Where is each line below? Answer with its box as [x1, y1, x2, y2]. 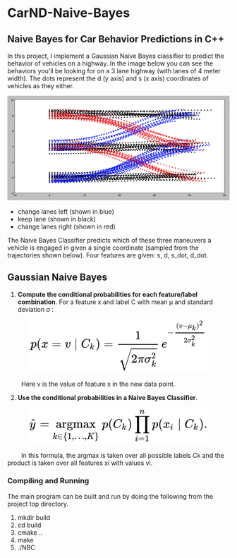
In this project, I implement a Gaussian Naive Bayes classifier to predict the [7, 51, 224, 60]
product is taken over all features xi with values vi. [7, 459, 153, 467]
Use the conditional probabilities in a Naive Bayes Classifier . [17, 393, 197, 401]
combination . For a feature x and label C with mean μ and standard [17, 298, 214, 306]
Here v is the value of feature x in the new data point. [20, 380, 176, 388]
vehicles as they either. [7, 82, 75, 90]
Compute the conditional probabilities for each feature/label [17, 290, 197, 298]
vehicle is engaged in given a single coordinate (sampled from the [7, 243, 199, 252]
